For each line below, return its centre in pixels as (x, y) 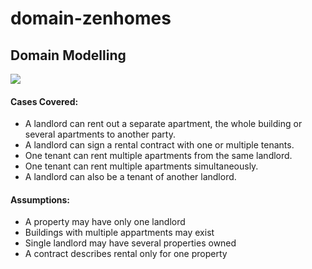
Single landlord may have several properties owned (130, 243)
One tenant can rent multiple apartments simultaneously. (141, 166)
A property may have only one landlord (105, 222)
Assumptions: (40, 199)
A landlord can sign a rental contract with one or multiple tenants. (159, 145)
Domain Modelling (68, 55)
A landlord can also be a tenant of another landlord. (130, 177)
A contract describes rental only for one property (126, 254)
